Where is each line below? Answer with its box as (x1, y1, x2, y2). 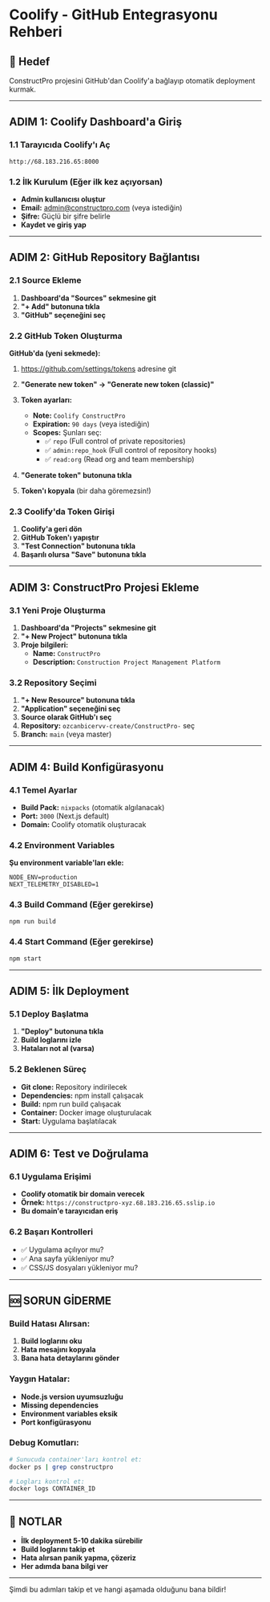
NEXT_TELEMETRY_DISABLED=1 (9, 881, 99, 889)
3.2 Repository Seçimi (9, 677, 97, 688)
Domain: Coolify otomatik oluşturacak (20, 819, 147, 829)
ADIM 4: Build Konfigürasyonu (9, 760, 164, 774)
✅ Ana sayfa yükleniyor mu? (20, 1253, 115, 1263)
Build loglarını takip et (20, 1544, 95, 1555)
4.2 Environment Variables (9, 839, 115, 850)
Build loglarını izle (20, 1035, 82, 1045)
